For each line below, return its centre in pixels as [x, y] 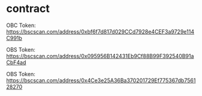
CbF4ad [16, 62]
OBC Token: [21, 25]
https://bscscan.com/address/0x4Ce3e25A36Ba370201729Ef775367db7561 [101, 80]
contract [28, 9]
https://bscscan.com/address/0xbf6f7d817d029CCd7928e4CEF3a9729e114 [100, 31]
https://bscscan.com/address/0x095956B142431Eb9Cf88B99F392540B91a [100, 56]
